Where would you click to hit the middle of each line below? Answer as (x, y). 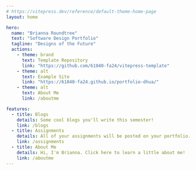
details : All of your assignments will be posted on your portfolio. (104, 136)
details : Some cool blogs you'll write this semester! (85, 120)
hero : (13, 28)
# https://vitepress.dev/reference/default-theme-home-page (82, 11)
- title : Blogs (30, 114)
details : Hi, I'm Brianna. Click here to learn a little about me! (101, 152)
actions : (22, 50)
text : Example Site (45, 77)
